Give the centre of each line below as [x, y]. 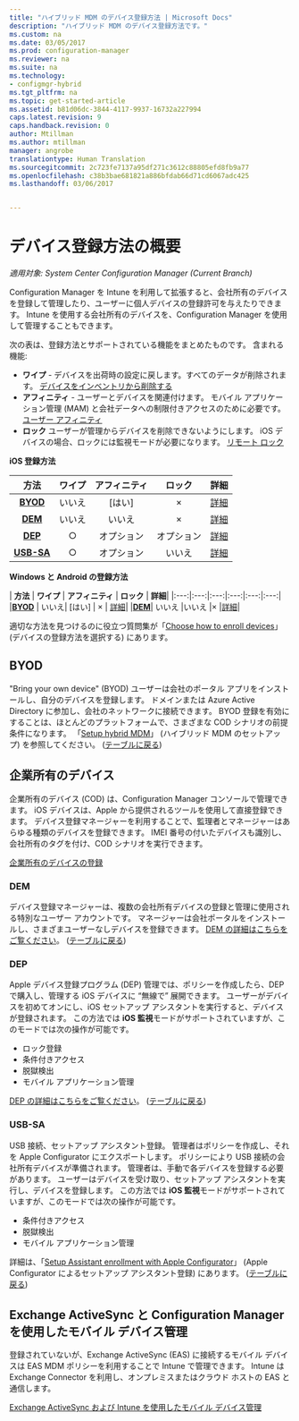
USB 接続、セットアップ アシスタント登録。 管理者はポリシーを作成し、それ [149, 1145]
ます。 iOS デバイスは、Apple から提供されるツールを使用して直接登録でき [146, 810]
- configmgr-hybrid [46, 84]
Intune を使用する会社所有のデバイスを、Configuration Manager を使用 [157, 315]
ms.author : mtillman [48, 142]
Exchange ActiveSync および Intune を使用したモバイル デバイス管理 [135, 1408]
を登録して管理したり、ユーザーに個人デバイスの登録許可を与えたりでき [142, 303]
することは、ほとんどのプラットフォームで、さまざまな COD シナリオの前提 [149, 722]
